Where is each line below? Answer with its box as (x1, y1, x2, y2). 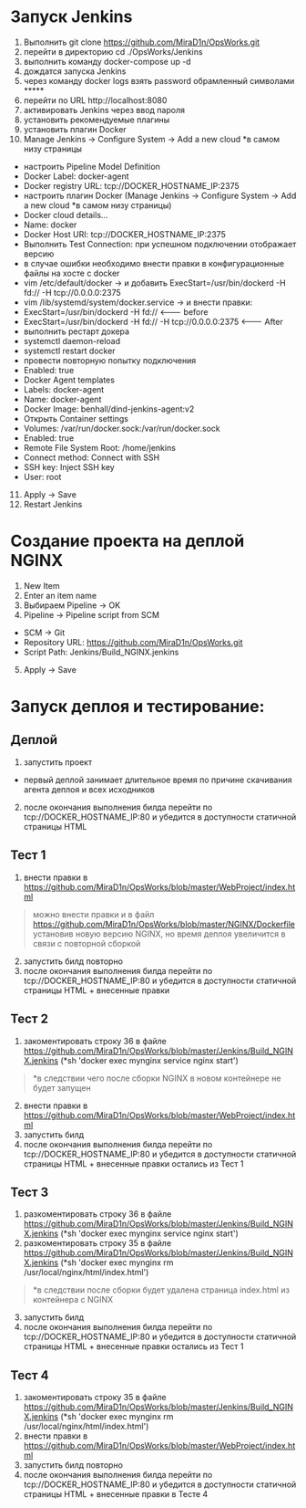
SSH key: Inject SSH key (23, 461, 115, 472)
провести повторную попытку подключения (23, 354, 197, 366)
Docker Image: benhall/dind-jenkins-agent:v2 (23, 403, 195, 414)
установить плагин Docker (23, 123, 127, 134)
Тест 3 (10, 1184, 49, 1199)
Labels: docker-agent (23, 383, 105, 394)
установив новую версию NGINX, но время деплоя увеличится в (32, 928, 286, 939)
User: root (23, 471, 62, 482)
